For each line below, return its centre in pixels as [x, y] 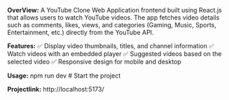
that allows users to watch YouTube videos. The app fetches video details [113, 17]
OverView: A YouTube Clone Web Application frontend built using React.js [114, 10]
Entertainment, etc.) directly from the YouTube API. [81, 32]
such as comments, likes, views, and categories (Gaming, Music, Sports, [112, 25]
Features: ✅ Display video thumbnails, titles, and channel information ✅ [111, 46]
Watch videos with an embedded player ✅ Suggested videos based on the [114, 54]
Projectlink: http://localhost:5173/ [56, 89]
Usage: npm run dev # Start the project [64, 76]
